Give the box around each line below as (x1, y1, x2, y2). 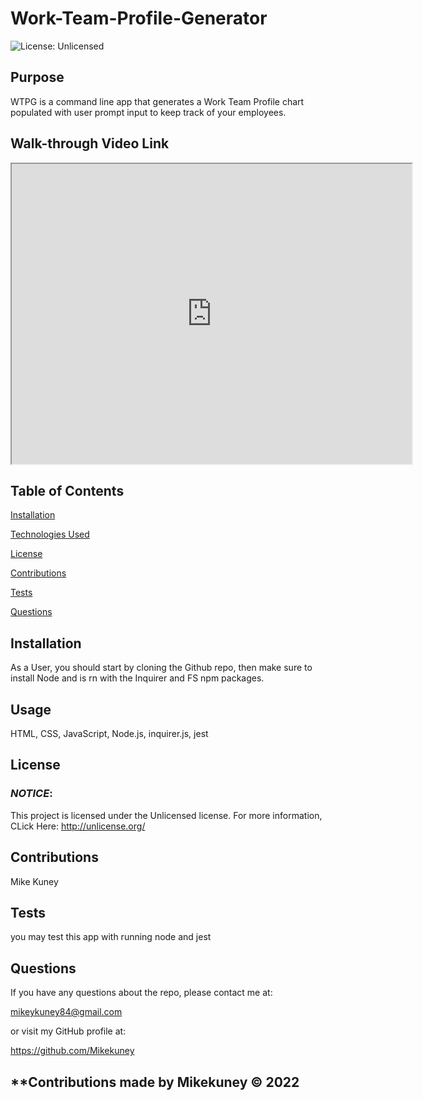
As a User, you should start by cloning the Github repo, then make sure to (10, 662, 313, 674)
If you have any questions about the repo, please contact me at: (10, 987, 273, 999)
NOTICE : (10, 787, 53, 801)
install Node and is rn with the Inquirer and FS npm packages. (10, 672, 265, 684)
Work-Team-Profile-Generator (10, 7, 268, 30)
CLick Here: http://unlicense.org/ (10, 820, 146, 832)
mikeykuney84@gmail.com (10, 1006, 123, 1018)
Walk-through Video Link (10, 135, 170, 152)
